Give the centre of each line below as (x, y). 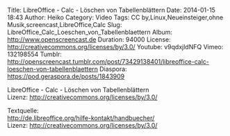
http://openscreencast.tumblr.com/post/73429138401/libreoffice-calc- (108, 61)
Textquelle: (23, 111)
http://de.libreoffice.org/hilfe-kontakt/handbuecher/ (81, 118)
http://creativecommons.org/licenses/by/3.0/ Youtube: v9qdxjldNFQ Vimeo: (115, 47)
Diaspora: (113, 69)
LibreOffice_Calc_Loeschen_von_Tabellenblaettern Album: (90, 32)
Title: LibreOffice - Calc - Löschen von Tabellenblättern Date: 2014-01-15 (111, 10)
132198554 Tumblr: (35, 54)
